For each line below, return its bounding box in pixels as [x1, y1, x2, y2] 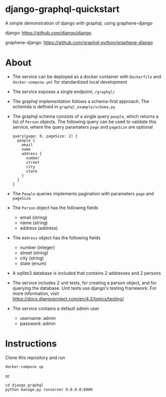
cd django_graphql [5, 382, 43, 387]
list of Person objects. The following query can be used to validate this [12, 119, 156, 125]
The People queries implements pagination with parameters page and [12, 190, 154, 196]
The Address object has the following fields [12, 234, 101, 241]
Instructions [5, 338, 57, 349]
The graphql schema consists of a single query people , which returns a [12, 113, 159, 119]
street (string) [19, 249, 48, 256]
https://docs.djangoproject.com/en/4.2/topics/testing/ [12, 295, 124, 301]
